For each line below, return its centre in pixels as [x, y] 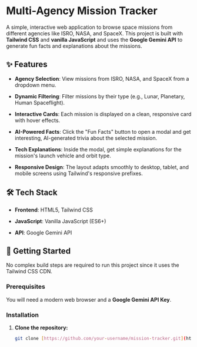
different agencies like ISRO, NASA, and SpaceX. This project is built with [95, 33]
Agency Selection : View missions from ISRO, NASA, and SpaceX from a [102, 78]
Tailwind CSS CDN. [29, 272]
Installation [23, 315]
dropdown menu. [35, 85]
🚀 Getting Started [39, 251]
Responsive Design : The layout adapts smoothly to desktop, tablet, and [102, 167]
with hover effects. [37, 120]
